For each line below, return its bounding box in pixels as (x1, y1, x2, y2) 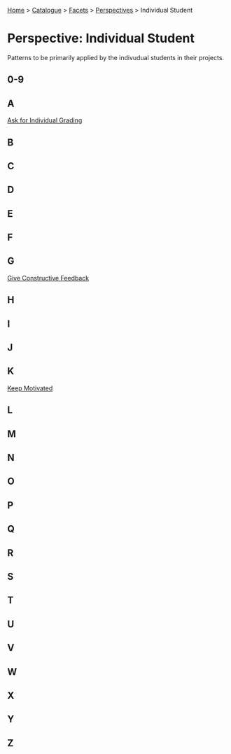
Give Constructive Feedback (7, 273, 90, 282)
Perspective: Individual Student (7, 31, 195, 46)
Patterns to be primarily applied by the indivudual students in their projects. (7, 53, 225, 62)
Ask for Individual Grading (7, 116, 83, 125)
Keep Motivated (7, 384, 53, 392)
